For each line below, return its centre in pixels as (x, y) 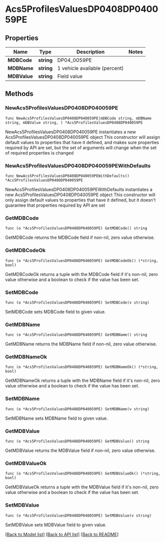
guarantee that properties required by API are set (55, 205)
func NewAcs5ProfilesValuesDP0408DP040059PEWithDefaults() (67, 176)
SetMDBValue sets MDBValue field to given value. (56, 525)
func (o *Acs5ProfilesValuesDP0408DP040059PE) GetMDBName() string (76, 335)
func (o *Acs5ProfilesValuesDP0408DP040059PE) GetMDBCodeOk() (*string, (82, 261)
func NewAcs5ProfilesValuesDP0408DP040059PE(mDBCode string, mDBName (79, 118)
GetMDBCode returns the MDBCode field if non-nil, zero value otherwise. (80, 238)
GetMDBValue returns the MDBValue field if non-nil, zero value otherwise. (81, 451)
